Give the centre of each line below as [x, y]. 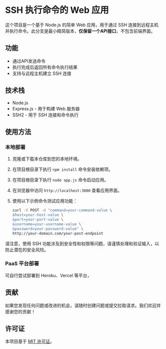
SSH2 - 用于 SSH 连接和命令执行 [45, 115]
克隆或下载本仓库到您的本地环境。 [47, 159]
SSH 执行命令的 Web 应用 [57, 10]
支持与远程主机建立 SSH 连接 [42, 73]
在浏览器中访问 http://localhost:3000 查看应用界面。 [67, 191]
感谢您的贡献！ [20, 311]
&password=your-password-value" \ [48, 229]
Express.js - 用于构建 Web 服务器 [46, 108]
